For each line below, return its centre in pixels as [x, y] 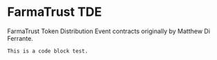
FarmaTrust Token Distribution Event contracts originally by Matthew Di [108, 31]
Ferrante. [20, 38]
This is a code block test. [48, 51]
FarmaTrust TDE [55, 12]
